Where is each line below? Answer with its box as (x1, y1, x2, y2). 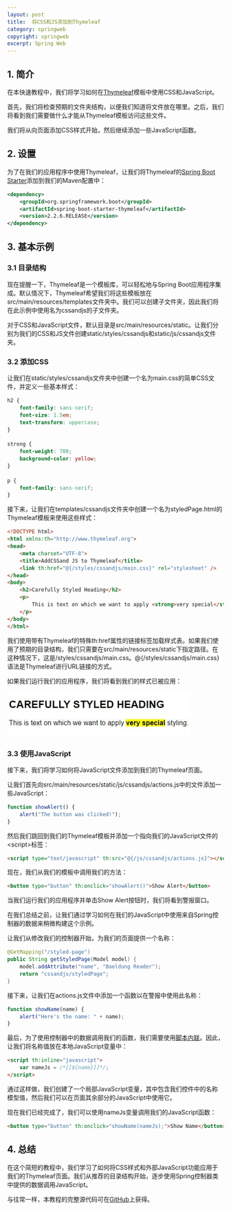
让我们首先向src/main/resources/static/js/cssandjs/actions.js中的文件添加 (7, 780, 215, 789)
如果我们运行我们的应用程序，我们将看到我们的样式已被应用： (7, 677, 182, 685)
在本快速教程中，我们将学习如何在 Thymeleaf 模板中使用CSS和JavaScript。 (7, 88, 219, 96)
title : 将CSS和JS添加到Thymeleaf (7, 18, 101, 26)
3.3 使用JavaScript (7, 748, 71, 758)
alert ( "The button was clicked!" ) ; (19, 811, 122, 817)
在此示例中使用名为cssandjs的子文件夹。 (7, 306, 123, 314)
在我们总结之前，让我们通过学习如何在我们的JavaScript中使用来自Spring (7, 911, 213, 919)
